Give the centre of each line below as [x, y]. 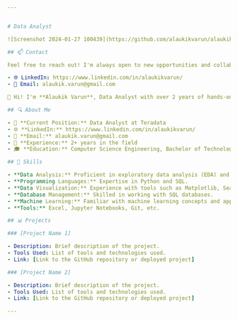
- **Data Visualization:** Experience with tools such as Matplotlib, [114, 188]
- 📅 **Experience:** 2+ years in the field [73, 143]
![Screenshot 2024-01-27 [44, 39]
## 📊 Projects [29, 221]
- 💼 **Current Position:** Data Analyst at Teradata [87, 123]
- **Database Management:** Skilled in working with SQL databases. [110, 195]
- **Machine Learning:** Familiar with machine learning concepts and [114, 201]
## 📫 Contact [28, 52]
